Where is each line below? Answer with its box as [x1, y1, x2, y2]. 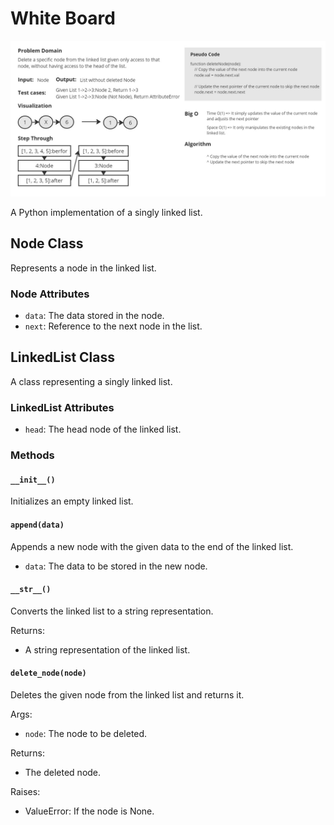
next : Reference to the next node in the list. [24, 320, 203, 332]
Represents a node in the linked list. [10, 262, 157, 274]
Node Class [10, 235, 84, 252]
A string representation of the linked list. [24, 643, 191, 656]
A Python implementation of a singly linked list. [10, 206, 203, 218]
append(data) [10, 520, 65, 530]
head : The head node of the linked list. [24, 423, 182, 436]
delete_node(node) [10, 668, 87, 679]
